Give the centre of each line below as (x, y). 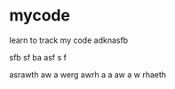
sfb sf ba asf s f (38, 57)
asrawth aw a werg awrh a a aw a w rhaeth (88, 74)
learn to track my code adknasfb (69, 40)
